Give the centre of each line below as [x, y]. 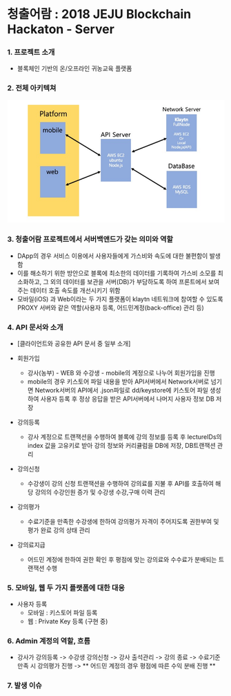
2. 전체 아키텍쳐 [32, 88]
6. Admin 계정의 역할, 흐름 [49, 641]
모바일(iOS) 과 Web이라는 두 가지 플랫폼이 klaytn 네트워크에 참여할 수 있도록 [120, 299]
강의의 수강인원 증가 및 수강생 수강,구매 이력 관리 [100, 492]
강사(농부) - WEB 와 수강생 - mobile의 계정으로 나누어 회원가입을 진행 [121, 373]
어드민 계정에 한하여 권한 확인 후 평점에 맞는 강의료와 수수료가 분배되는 [122, 559]
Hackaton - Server [61, 29]
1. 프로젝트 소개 [31, 53]
